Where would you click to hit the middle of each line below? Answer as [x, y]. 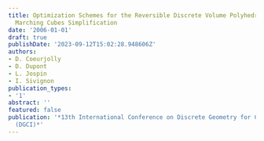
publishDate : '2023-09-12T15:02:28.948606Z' [82, 45]
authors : [22, 52]
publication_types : [40, 88]
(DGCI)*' [29, 125]
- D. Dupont [27, 67]
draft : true [27, 37]
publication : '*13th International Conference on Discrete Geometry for [130, 117]
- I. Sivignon [31, 81]
